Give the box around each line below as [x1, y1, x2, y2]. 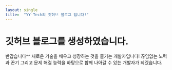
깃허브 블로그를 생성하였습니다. [5, 36, 129, 47]
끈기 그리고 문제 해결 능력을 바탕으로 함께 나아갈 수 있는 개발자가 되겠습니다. [10, 59, 163, 66]
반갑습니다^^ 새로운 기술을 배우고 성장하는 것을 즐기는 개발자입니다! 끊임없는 [5, 53, 158, 59]
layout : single [5, 7, 38, 13]
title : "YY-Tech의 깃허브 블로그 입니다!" [5, 12, 89, 17]
